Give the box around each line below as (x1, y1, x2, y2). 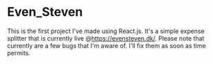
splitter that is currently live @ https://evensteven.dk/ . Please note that (7, 34, 205, 42)
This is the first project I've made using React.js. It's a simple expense (7, 27, 205, 35)
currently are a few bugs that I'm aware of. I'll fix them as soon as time (7, 41, 206, 50)
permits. (7, 49, 31, 57)
